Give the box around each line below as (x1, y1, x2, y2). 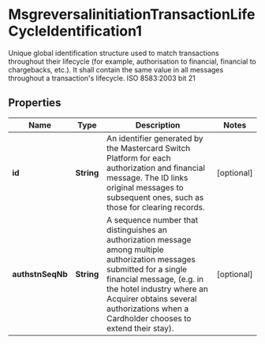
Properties (8, 96, 62, 109)
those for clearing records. (106, 202, 205, 213)
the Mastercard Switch (106, 142, 191, 154)
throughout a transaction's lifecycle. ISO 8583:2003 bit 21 (8, 73, 196, 83)
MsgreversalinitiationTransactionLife (8, 6, 256, 24)
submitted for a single (106, 264, 188, 275)
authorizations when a (106, 303, 189, 314)
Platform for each (106, 152, 171, 163)
